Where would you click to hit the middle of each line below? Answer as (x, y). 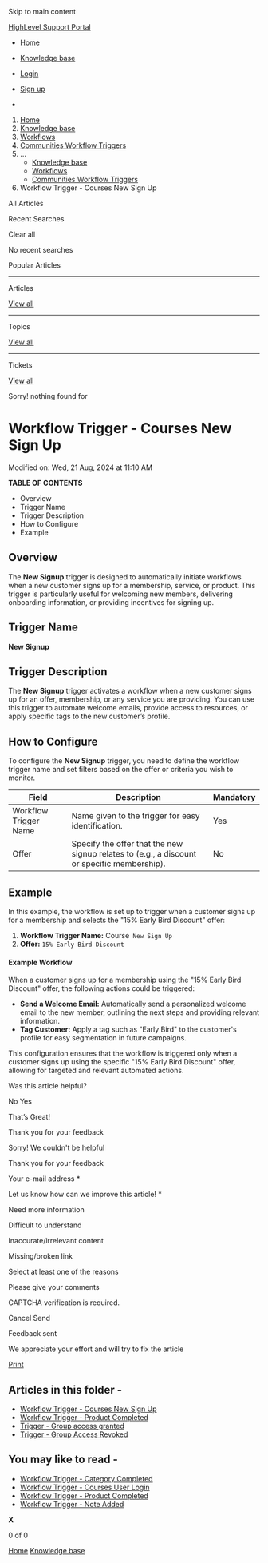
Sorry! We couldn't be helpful (57, 1148)
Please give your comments (54, 1287)
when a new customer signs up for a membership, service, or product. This (132, 585)
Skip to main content (42, 12)
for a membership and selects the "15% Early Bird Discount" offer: (117, 920)
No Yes (20, 1101)
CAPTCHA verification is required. (64, 1302)
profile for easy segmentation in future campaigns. (103, 1038)
